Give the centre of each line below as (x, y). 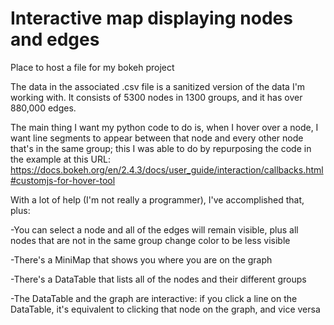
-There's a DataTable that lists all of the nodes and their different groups (158, 279)
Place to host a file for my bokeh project (92, 67)
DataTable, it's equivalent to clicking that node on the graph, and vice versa (165, 309)
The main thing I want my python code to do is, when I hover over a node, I (164, 127)
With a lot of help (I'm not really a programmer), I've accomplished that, (157, 199)
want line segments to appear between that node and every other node (157, 138)
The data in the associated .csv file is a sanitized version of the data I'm (158, 86)
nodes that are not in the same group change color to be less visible (150, 240)
